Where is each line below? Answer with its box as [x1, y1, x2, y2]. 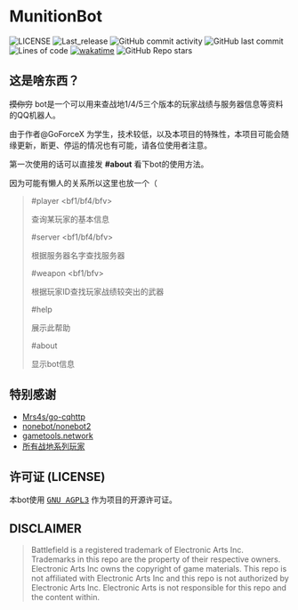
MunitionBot [9, 6, 102, 27]
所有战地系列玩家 [21, 441, 85, 451]
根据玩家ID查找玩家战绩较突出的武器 [30, 286, 165, 297]
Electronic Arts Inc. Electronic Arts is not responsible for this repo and [30, 582, 287, 593]
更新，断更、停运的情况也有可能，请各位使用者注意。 [16, 140, 212, 150]
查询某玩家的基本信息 [30, 214, 109, 224]
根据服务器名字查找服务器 [30, 249, 125, 260]
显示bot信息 [30, 358, 76, 369]
